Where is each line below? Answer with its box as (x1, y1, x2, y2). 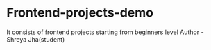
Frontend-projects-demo (6, 5, 154, 21)
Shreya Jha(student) (6, 35, 65, 43)
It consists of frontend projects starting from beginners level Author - (6, 28, 204, 36)
